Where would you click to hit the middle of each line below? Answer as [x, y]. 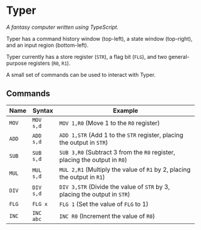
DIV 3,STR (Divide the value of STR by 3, [115, 187]
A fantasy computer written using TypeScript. [62, 27]
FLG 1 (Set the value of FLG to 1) [104, 204]
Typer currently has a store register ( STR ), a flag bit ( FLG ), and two [87, 56]
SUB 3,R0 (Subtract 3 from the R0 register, [117, 152]
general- [179, 56]
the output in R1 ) [82, 177]
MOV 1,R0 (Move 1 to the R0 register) [109, 123]
